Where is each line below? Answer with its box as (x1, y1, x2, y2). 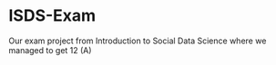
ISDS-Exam (8, 5, 97, 26)
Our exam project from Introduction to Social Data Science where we (8, 35, 267, 46)
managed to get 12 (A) (8, 44, 92, 55)
